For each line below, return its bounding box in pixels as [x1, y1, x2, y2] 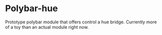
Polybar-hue [5, 3, 58, 14]
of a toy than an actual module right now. [5, 24, 89, 30]
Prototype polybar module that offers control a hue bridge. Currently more [5, 19, 157, 25]
